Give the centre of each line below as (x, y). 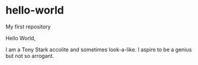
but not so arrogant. (30, 56)
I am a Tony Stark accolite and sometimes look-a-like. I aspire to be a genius (99, 49)
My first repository (28, 27)
